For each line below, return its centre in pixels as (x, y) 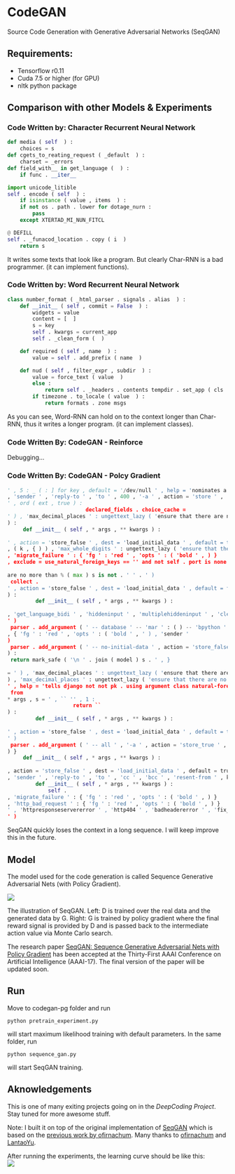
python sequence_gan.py (42, 1054)
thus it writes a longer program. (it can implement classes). (109, 424)
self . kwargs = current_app (75, 332)
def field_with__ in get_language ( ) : (69, 168)
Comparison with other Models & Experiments (110, 108)
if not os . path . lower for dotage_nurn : (86, 207)
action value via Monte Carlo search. (60, 933)
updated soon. (28, 969)
